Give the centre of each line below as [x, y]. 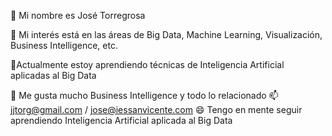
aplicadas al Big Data [53, 75]
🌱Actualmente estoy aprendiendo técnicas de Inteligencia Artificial [147, 64]
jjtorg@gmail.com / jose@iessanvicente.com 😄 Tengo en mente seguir [156, 109]
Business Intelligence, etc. [64, 45]
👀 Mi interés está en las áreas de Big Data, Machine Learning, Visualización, [166, 34]
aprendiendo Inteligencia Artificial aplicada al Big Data [121, 120]
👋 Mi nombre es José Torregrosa [78, 15]
